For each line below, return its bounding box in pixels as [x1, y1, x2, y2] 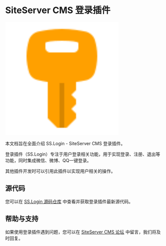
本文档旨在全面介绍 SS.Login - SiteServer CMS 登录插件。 [5, 140, 126, 146]
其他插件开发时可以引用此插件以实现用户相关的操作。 [5, 168, 116, 174]
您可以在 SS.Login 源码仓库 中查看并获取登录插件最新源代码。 [5, 198, 133, 204]
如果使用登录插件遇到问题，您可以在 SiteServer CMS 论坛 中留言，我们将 [5, 229, 157, 235]
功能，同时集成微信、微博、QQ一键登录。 [5, 157, 92, 163]
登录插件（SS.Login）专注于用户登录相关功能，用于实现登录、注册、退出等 [5, 151, 160, 157]
